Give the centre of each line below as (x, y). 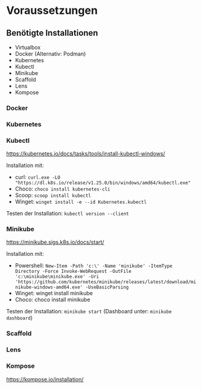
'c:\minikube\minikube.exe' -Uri (57, 277)
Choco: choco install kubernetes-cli (62, 189)
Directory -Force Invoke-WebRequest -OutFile (73, 272)
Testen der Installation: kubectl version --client (68, 214)
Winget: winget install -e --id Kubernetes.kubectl (81, 202)
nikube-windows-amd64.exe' (49, 287)
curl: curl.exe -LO (37, 177)
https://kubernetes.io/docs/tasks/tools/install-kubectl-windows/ (86, 154)
